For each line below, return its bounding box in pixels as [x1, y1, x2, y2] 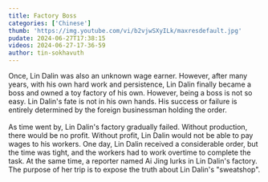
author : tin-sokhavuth [8, 49, 84, 57]
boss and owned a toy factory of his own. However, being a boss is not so [8, 88, 253, 97]
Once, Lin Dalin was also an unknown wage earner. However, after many [8, 71, 248, 80]
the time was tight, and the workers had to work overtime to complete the [8, 148, 251, 157]
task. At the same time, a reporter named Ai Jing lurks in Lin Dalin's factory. [8, 156, 258, 165]
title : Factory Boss [8, 11, 78, 20]
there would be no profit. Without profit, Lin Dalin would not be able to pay [8, 131, 254, 140]
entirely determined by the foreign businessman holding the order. [8, 105, 227, 115]
